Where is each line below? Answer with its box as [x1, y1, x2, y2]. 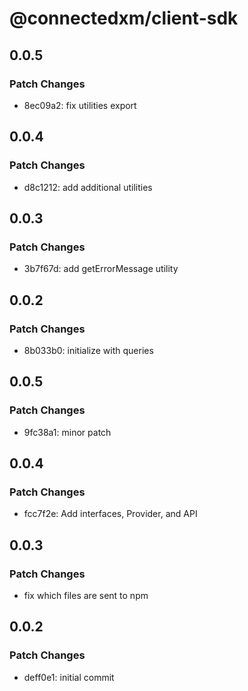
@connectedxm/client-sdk [9, 7, 239, 30]
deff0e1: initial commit [23, 671, 115, 683]
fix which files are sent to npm [23, 590, 149, 601]
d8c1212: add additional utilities [23, 181, 153, 193]
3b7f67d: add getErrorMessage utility [23, 263, 179, 275]
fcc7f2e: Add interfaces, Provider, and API [23, 508, 198, 520]
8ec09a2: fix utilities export [23, 99, 137, 111]
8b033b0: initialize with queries [23, 344, 154, 356]
